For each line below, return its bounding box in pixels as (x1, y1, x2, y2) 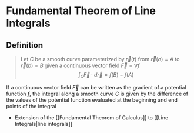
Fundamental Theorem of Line (6, 4, 156, 18)
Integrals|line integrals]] (14, 120, 72, 127)
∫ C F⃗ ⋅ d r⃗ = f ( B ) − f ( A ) (78, 71, 134, 79)
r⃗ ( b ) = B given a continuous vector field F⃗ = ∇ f (20, 62, 140, 69)
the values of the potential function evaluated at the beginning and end (6, 96, 178, 104)
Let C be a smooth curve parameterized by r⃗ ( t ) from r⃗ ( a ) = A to (20, 56, 180, 62)
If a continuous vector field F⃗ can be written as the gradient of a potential (6, 84, 186, 91)
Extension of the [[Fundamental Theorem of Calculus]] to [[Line (14, 114, 169, 121)
